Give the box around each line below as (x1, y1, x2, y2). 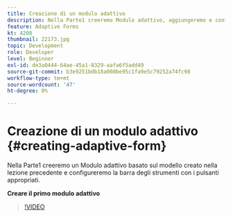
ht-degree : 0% (7, 87, 49, 94)
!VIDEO (24, 202, 45, 211)
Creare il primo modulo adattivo (7, 189, 101, 198)
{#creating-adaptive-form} (7, 138, 167, 154)
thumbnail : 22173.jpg (7, 36, 70, 43)
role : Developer (7, 49, 54, 56)
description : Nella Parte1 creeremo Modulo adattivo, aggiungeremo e (7, 17, 213, 24)
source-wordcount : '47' (7, 81, 76, 88)
